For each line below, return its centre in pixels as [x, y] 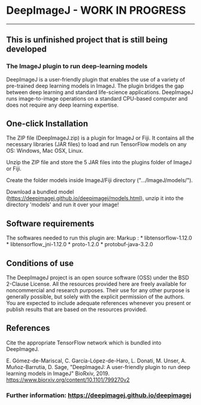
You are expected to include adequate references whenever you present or [99, 303]
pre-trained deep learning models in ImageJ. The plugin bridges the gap [95, 86]
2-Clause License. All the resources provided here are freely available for [96, 284]
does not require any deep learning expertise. [63, 105]
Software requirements [50, 223]
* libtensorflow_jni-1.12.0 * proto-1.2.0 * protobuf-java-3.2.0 [80, 244]
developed [26, 49]
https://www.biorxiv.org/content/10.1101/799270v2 [68, 380]
